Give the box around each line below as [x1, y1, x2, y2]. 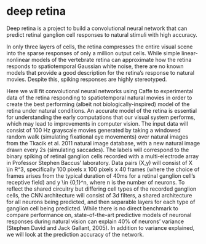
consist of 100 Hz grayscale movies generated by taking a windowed [6, 126, 181, 134]
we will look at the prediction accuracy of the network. [6, 231, 145, 238]
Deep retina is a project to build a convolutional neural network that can [6, 25, 188, 32]
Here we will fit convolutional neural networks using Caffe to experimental [6, 87, 194, 94]
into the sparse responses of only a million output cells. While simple [6, 49, 180, 56]
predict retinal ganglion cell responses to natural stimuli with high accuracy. [6, 31, 198, 38]
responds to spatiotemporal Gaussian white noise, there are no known [6, 63, 184, 70]
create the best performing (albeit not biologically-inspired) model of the [6, 100, 190, 108]
